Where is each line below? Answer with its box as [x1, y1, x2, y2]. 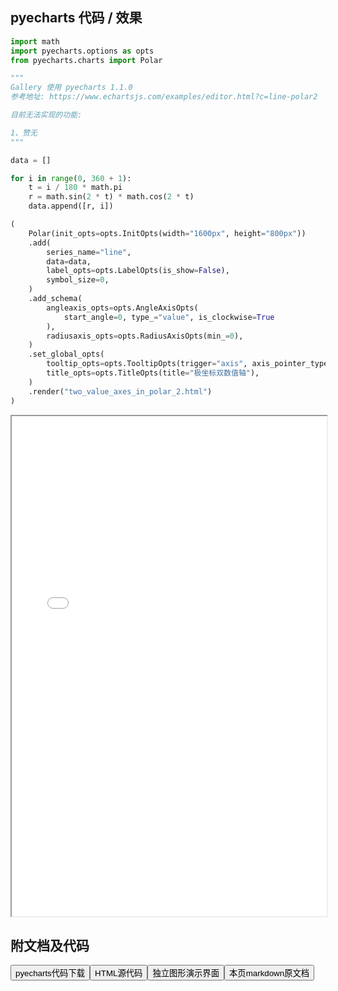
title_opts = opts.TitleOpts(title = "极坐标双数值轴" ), [46, 368, 260, 378]
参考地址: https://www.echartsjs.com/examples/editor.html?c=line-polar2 [10, 92, 318, 102]
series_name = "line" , [46, 247, 132, 257]
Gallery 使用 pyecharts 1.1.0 [10, 83, 133, 93]
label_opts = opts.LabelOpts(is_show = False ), [46, 266, 230, 276]
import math [10, 36, 60, 47]
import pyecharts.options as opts [10, 46, 155, 56]
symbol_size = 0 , [46, 275, 110, 285]
